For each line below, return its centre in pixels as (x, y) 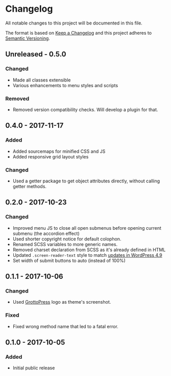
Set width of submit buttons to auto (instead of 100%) (69, 260)
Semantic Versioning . (28, 38)
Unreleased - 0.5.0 (36, 54)
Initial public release (34, 368)
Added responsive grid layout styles (51, 156)
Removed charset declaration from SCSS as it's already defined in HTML (89, 250)
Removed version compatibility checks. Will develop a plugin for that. (85, 110)
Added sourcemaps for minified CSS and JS (59, 151)
